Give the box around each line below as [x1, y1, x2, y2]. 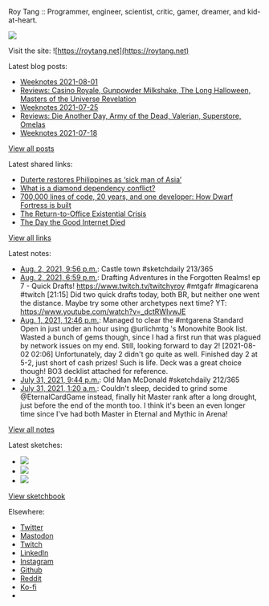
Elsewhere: [8, 507, 46, 516]
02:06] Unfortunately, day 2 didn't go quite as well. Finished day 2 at [31, 349, 259, 359]
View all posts [8, 144, 55, 153]
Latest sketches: [8, 441, 63, 449]
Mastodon [19, 531, 54, 540]
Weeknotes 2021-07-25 [19, 103, 99, 112]
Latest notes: [8, 249, 51, 258]
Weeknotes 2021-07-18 [19, 128, 98, 137]
